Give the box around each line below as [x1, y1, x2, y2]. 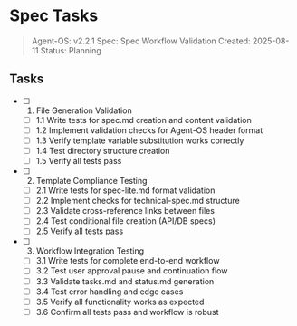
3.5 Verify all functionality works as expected [35, 296, 205, 307]
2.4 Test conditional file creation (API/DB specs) [35, 216, 216, 226]
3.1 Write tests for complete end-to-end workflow [35, 255, 220, 266]
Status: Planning [40, 44, 101, 55]
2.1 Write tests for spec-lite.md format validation [35, 185, 216, 196]
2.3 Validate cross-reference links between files [35, 206, 216, 216]
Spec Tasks [9, 5, 99, 26]
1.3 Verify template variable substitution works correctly [35, 135, 244, 146]
